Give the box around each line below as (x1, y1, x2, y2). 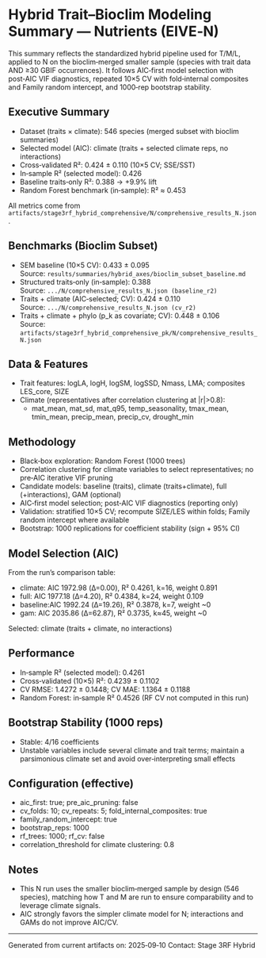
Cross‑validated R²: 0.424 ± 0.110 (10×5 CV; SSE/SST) (19, 160, 196, 170)
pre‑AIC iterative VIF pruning (19, 473, 113, 483)
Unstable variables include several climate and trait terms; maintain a (19, 745, 245, 755)
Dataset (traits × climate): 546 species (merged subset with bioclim (19, 126, 240, 136)
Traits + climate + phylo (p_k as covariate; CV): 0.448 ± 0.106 (19, 311, 220, 320)
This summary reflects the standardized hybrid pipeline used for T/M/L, (8, 48, 241, 58)
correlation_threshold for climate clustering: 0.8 (19, 840, 175, 849)
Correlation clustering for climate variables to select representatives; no (19, 465, 254, 474)
